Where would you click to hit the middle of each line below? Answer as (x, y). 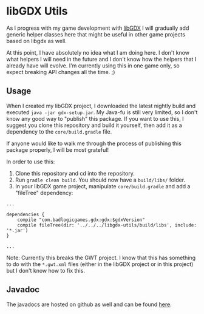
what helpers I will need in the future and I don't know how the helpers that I (101, 59)
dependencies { (25, 214)
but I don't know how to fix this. (46, 270)
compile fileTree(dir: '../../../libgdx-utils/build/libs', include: (107, 225)
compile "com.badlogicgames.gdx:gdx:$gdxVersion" (81, 220)
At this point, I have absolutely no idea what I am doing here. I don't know (98, 52)
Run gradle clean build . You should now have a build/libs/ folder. (100, 180)
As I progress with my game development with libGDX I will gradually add (98, 28)
